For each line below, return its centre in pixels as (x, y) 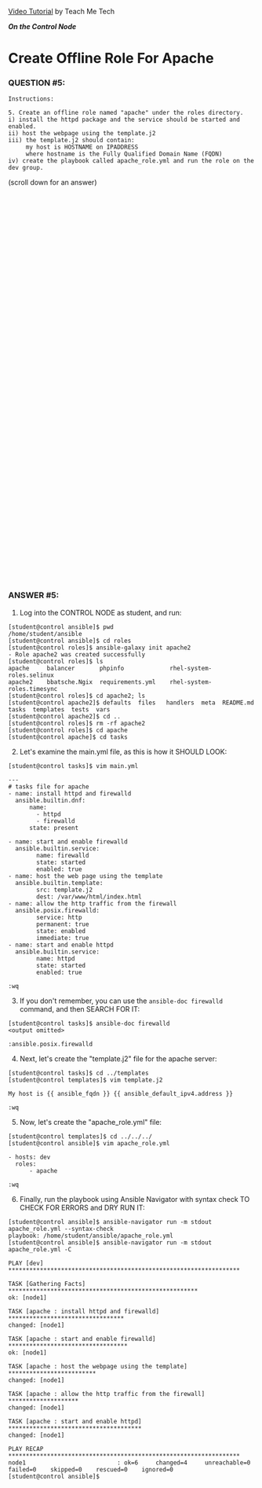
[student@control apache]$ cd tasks (68, 737)
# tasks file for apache (49, 786)
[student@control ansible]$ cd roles (70, 641)
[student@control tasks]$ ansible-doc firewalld (89, 1023)
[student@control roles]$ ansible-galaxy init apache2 (100, 648)
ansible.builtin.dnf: (51, 800)
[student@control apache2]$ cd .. (65, 716)
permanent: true (63, 924)
